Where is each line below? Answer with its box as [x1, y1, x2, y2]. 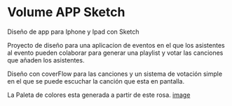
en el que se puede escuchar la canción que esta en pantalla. [7, 77, 184, 85]
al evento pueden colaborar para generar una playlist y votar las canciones [7, 48, 224, 57]
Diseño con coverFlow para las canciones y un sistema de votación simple [7, 69, 223, 78]
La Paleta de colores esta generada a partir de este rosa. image [7, 91, 191, 99]
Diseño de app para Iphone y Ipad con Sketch [7, 27, 139, 36]
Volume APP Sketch [7, 4, 125, 20]
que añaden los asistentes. [7, 55, 85, 64]
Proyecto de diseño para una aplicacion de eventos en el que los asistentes [7, 41, 226, 49]
